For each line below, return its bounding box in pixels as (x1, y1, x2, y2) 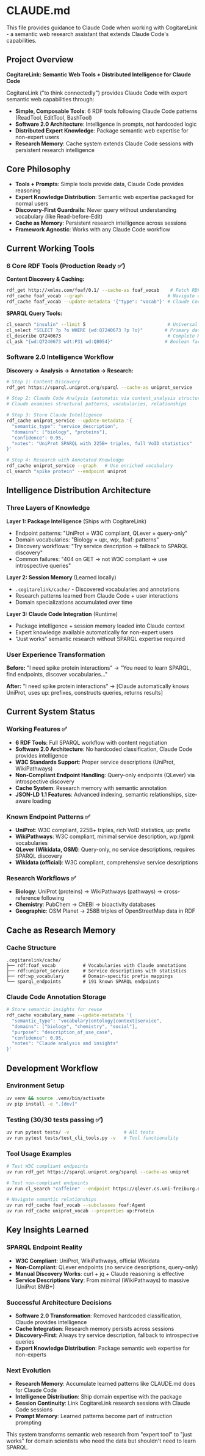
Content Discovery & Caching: (6, 275, 85, 283)
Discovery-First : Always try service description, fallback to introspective (15, 1331, 199, 1339)
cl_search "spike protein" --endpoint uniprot (6, 468, 127, 475)
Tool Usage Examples (6, 1149, 72, 1157)
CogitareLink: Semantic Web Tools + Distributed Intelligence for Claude (6, 71, 191, 78)
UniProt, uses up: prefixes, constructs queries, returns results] (6, 689, 164, 696)
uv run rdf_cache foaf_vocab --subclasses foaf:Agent (6, 1202, 146, 1209)
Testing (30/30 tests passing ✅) (6, 1115, 104, 1124)
